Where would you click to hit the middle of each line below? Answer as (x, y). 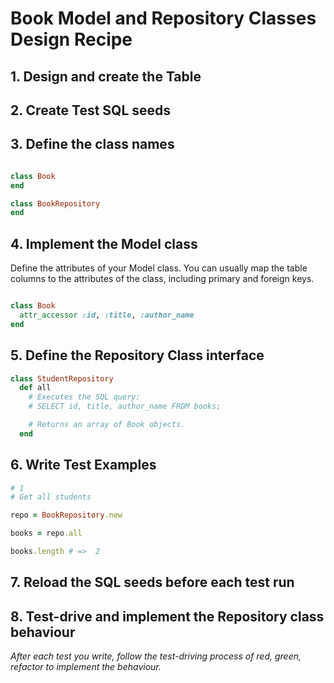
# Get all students (51, 497)
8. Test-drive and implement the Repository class (167, 616)
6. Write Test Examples (83, 465)
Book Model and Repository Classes (163, 18)
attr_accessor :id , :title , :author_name (107, 315)
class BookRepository (55, 203)
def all (35, 388)
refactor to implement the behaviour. (86, 667)
